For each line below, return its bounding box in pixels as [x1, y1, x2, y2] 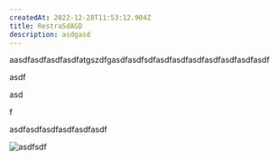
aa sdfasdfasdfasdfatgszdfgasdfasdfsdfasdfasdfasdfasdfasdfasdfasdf [9, 55, 270, 66]
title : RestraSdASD [9, 22, 83, 31]
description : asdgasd [9, 30, 91, 39]
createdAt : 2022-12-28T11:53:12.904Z [9, 13, 152, 22]
